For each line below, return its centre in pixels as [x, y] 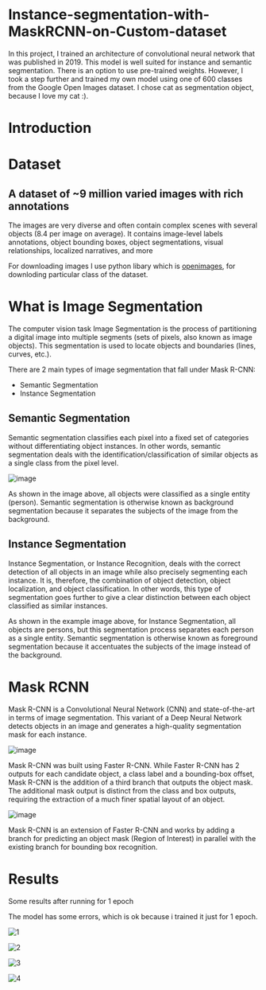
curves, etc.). [30, 354]
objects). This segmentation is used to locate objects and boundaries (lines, [132, 346]
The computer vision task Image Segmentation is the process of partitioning [132, 329]
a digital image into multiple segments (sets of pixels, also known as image [130, 337]
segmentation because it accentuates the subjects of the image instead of [130, 646]
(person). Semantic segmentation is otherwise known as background [121, 502]
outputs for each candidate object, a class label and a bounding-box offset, [131, 774]
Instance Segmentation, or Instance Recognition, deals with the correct [124, 563]
